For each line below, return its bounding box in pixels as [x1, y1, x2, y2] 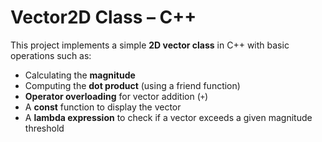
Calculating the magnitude [24, 69, 136, 81]
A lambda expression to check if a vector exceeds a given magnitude [24, 111, 313, 123]
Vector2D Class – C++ [10, 6, 197, 29]
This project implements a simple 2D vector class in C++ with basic [10, 39, 290, 51]
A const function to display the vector [24, 101, 182, 113]
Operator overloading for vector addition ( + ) [24, 90, 209, 102]
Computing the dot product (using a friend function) [24, 79, 241, 91]
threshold [24, 122, 65, 134]
